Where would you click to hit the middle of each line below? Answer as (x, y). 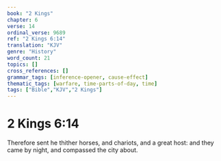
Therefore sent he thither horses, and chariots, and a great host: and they (110, 143)
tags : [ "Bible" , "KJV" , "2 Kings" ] (55, 90)
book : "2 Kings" (30, 13)
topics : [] (23, 64)
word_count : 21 (29, 58)
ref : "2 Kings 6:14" (37, 39)
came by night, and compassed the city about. (73, 150)
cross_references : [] (38, 71)
